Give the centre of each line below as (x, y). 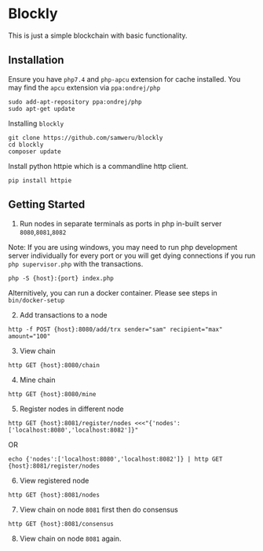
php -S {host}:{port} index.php (61, 278)
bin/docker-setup (37, 300)
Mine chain (38, 380)
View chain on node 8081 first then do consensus (99, 509)
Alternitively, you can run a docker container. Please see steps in (113, 292)
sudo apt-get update (42, 108)
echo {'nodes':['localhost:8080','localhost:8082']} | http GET (115, 459)
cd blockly (26, 145)
